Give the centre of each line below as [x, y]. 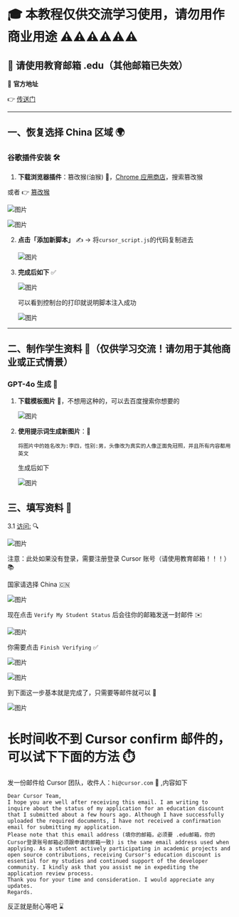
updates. [20, 886]
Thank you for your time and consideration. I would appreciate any [111, 880]
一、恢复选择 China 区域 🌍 [66, 133]
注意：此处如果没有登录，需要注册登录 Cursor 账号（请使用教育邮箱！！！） [119, 559]
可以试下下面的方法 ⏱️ [71, 757]
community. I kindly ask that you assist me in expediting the [103, 867]
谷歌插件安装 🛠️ [34, 157]
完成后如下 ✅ [37, 272]
